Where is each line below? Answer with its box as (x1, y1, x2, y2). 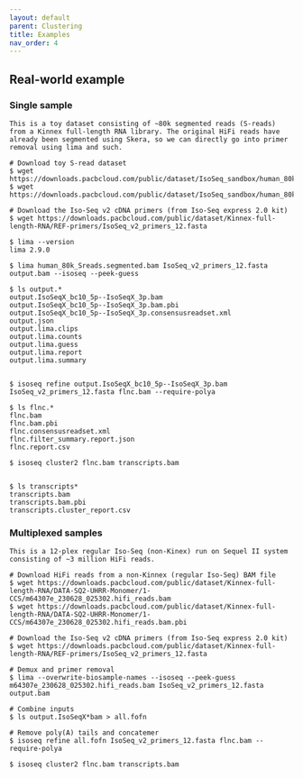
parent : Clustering (9, 22, 83, 31)
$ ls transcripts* (9, 481, 78, 491)
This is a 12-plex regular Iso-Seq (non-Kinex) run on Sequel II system (9, 547, 289, 556)
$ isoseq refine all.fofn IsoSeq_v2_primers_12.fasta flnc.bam (9, 737, 252, 746)
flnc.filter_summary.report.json (9, 435, 135, 444)
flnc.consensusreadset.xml (9, 426, 111, 435)
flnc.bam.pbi (9, 418, 59, 428)
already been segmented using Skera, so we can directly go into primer (9, 134, 289, 144)
